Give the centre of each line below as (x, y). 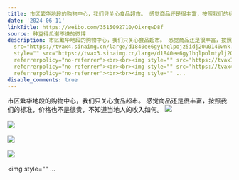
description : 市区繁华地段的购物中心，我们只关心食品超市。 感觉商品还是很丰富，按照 (120, 40)
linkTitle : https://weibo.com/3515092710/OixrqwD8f (85, 27)
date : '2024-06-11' (36, 21)
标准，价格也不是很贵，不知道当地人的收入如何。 (91, 110)
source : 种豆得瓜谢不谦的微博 (47, 34)
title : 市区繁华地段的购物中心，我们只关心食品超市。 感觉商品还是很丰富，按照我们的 (118, 14)
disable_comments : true (43, 80)
